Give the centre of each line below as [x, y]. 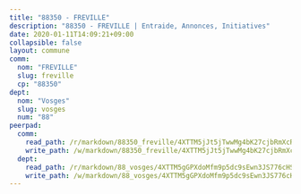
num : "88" [35, 117]
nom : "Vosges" [43, 101]
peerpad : [26, 126]
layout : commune [39, 51]
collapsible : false [46, 42]
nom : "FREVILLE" [47, 68]
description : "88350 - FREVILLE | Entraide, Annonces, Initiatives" [140, 26]
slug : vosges [42, 109]
